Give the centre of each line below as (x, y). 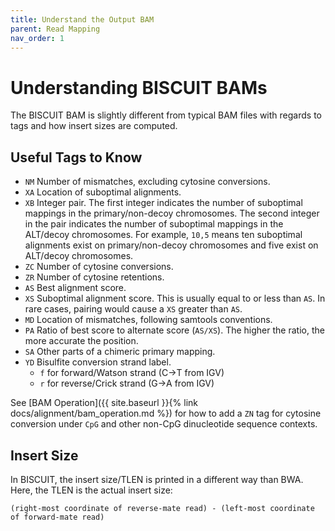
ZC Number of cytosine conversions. (99, 267)
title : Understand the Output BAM (82, 19)
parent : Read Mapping (55, 29)
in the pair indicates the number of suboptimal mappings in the (154, 224)
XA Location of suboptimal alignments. (103, 192)
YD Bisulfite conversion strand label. (98, 362)
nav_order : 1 (37, 38)
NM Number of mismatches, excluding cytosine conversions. (147, 182)
